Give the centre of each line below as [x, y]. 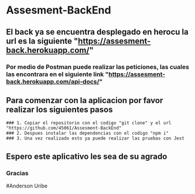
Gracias [17, 173]
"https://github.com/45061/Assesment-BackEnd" [64, 128]
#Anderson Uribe [27, 186]
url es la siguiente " [42, 41]
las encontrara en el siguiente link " [57, 74]
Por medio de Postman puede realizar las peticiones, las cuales [97, 67]
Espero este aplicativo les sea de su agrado [87, 156]
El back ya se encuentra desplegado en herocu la [97, 32]
